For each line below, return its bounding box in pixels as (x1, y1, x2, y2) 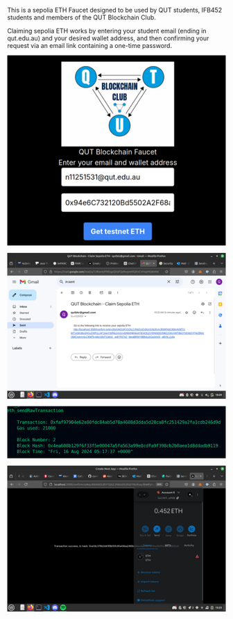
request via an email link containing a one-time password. (7, 42, 172, 49)
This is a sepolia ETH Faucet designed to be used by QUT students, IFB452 (7, 6, 223, 14)
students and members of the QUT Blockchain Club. (7, 13, 156, 22)
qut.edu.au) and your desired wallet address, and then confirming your (7, 34, 209, 42)
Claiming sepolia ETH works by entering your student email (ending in (7, 27, 207, 35)
